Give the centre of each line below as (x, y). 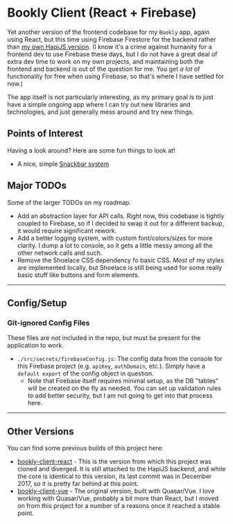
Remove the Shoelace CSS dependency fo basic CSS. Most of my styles (120, 260)
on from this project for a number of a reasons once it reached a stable (119, 506)
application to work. (35, 346)
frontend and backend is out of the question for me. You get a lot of (104, 69)
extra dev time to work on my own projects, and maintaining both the (105, 61)
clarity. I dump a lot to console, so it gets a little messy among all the (115, 245)
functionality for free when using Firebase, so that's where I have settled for (115, 76)
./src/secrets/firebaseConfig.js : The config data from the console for (120, 359)
